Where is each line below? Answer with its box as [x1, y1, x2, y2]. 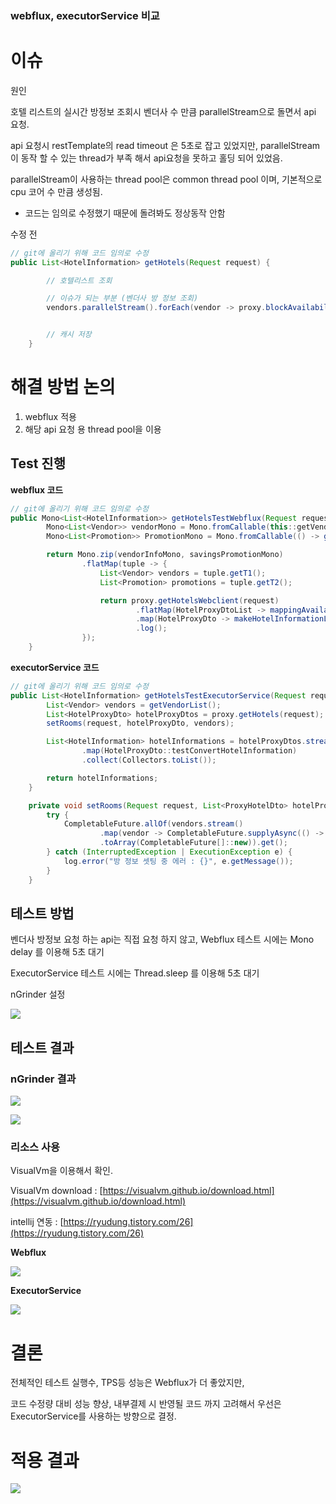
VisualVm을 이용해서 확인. [10, 1165, 113, 1177]
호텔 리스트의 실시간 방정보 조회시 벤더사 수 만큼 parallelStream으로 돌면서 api [10, 105, 317, 117]
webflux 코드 [10, 483, 64, 496]
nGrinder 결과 [10, 1072, 77, 1086]
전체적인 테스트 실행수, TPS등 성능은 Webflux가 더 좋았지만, [10, 1377, 245, 1389]
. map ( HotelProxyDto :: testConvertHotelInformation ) [81, 746, 298, 756]
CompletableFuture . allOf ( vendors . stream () [63, 819, 244, 829]
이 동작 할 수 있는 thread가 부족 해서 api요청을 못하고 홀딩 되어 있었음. [10, 152, 283, 164]
